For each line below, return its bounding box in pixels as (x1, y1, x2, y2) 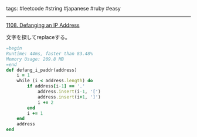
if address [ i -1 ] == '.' (27, 83, 85, 89)
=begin (6, 45, 22, 51)
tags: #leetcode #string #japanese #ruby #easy (6, 5, 121, 12)
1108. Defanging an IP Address (6, 22, 80, 29)
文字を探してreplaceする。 (6, 34, 70, 40)
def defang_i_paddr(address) (6, 67, 77, 73)
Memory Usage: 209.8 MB (6, 56, 64, 62)
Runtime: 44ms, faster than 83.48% (6, 51, 93, 57)
